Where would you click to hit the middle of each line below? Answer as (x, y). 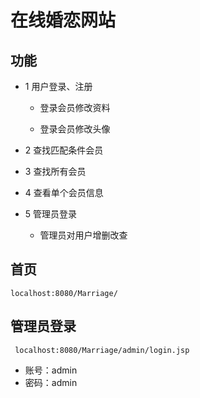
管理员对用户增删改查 (83, 235)
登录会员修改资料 (75, 107)
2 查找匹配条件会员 (64, 150)
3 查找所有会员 (55, 171)
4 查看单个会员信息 (64, 192)
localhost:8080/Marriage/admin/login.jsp (102, 350)
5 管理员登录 (51, 214)
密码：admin (51, 382)
